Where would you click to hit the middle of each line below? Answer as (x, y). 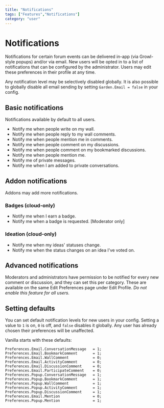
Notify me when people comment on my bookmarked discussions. (79, 150)
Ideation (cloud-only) (31, 234)
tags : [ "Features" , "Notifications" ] (42, 14)
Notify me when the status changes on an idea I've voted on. (73, 250)
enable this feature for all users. (37, 293)
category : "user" (23, 19)
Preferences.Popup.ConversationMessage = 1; (53, 375)
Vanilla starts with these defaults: (38, 340)
